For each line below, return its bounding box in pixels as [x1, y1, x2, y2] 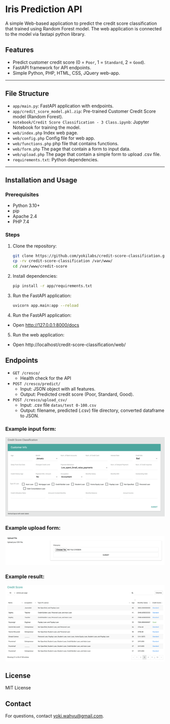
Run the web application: [12, 331, 65, 337]
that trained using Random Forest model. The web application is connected [5, 25, 162, 31]
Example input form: [5, 425, 57, 432]
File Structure [5, 90, 49, 98]
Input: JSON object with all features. [20, 386, 96, 392]
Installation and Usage [5, 176, 77, 184]
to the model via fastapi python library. [5, 31, 86, 37]
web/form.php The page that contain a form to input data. [12, 146, 131, 152]
